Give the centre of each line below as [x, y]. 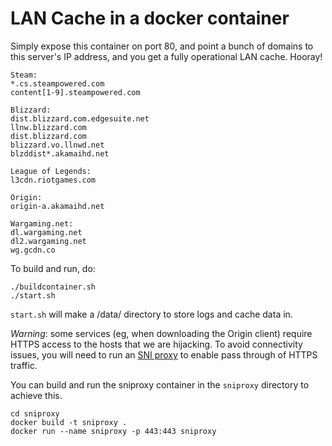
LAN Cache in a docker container [150, 18]
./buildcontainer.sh [53, 287]
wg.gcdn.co [33, 250]
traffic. [24, 365]
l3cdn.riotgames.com [53, 180]
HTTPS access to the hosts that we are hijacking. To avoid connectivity [156, 344]
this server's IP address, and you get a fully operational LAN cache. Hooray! [166, 56]
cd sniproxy [35, 413]
